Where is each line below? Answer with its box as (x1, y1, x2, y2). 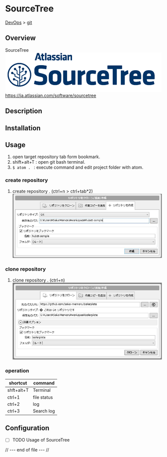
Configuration (5, 424, 50, 432)
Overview (5, 34, 36, 42)
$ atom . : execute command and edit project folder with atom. (12, 165, 144, 171)
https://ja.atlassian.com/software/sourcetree (5, 92, 96, 98)
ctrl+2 (7, 401, 20, 407)
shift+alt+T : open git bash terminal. (12, 159, 85, 165)
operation (5, 367, 29, 374)
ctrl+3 (7, 408, 20, 414)
